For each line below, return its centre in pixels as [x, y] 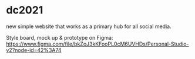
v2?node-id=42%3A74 [34, 50]
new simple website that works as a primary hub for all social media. [89, 26]
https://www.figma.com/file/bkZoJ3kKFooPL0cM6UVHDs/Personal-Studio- [97, 44]
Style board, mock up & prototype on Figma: [60, 37]
